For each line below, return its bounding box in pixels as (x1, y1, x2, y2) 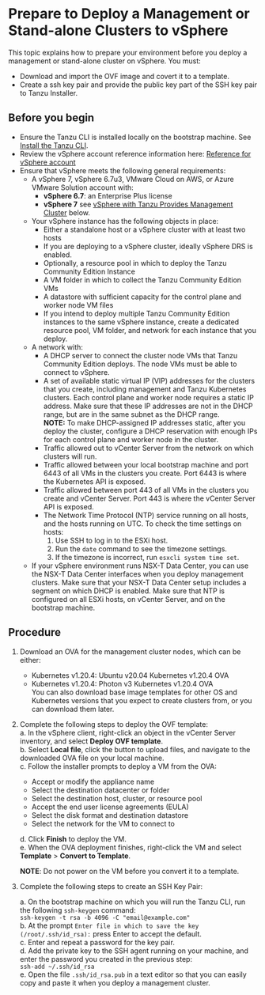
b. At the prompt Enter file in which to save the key (19, 921, 199, 930)
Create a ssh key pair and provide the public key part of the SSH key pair (19, 80, 257, 89)
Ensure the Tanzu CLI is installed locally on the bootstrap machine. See (19, 132, 252, 142)
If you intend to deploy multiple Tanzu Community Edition (43, 308, 230, 318)
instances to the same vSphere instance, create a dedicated (43, 317, 240, 327)
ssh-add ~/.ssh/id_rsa (19, 963, 95, 970)
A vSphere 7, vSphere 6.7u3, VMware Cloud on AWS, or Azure (31, 174, 235, 183)
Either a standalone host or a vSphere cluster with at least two (43, 225, 246, 234)
